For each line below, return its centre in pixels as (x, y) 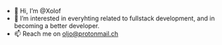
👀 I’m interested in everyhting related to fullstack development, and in (115, 18)
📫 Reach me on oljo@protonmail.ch (66, 34)
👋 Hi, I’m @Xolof (38, 11)
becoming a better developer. (57, 26)
